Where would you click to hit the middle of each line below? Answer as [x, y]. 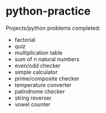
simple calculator [36, 72]
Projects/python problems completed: [53, 28]
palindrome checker [40, 91]
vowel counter [33, 104]
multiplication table [38, 52]
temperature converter [43, 85]
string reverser [33, 98]
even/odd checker [37, 66]
